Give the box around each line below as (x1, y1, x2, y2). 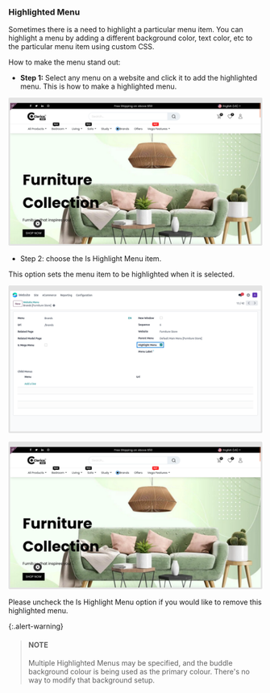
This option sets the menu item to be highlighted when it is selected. (8, 269, 235, 279)
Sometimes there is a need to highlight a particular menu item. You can (8, 25, 243, 35)
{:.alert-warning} (8, 621, 64, 631)
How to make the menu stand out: (8, 57, 121, 67)
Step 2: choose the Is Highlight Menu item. (19, 253, 162, 264)
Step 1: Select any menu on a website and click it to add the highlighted (19, 73, 258, 83)
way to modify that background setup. (27, 675, 156, 685)
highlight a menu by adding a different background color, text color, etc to (8, 33, 253, 43)
